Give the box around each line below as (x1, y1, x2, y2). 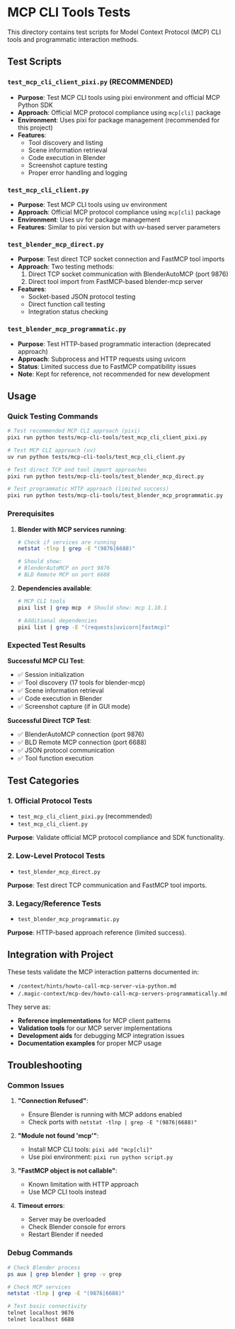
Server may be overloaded (28, 1215, 106, 1224)
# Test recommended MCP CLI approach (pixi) (7, 428, 141, 435)
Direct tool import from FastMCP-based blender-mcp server (28, 278, 203, 286)
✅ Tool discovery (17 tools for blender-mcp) (17, 678, 146, 687)
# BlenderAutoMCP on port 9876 (17, 564, 110, 572)
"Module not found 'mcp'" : (17, 1131, 99, 1140)
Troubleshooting (7, 1059, 83, 1071)
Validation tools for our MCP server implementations (17, 1024, 173, 1032)
